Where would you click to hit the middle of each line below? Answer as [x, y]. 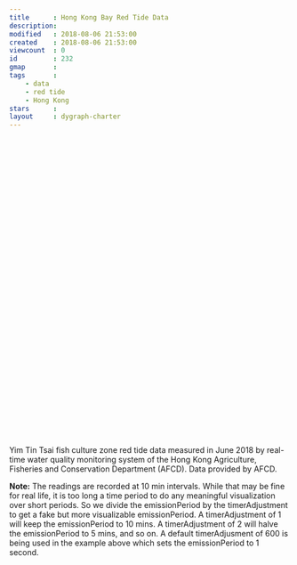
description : [33, 26]
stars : [33, 109]
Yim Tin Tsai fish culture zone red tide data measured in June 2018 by [137, 450]
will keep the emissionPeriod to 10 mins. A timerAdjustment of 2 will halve [144, 524]
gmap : [33, 68]
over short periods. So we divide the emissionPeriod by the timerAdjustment [149, 505]
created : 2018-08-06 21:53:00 [73, 42]
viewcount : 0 [37, 51]
